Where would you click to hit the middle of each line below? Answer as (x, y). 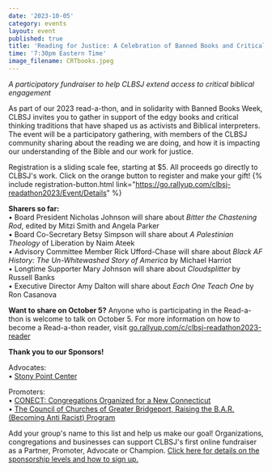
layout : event (32, 31)
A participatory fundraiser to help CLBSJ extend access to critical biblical (132, 84)
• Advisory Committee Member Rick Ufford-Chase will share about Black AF (136, 251)
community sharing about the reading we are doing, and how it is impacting (134, 142)
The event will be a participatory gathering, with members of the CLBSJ (128, 134)
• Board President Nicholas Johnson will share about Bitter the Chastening (133, 217)
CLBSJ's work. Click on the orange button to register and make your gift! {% (136, 176)
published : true (36, 38)
